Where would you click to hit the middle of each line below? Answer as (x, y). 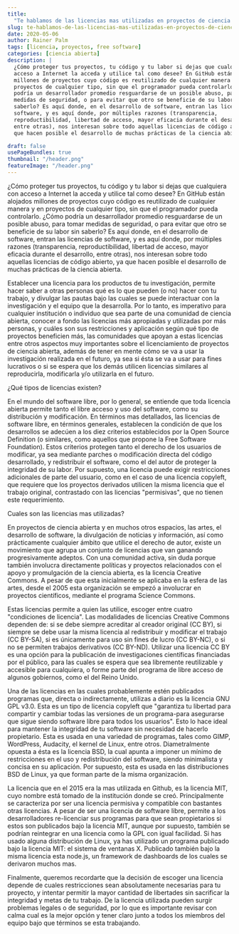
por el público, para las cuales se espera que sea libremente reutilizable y (115, 662)
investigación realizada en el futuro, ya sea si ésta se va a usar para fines (115, 358)
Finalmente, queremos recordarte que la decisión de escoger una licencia (115, 877)
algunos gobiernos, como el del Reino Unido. (73, 677)
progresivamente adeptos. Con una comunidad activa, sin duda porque (112, 557)
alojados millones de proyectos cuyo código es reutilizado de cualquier (111, 201)
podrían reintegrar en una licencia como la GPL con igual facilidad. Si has (115, 833)
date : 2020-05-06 (33, 34)
